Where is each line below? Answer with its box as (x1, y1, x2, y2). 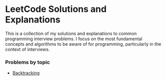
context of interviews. (5, 46, 50, 52)
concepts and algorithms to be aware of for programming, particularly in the (5, 41, 162, 47)
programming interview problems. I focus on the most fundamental (5, 36, 143, 42)
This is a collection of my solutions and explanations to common (5, 30, 137, 36)
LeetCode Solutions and (5, 3, 107, 15)
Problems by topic (5, 59, 50, 66)
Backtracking (12, 70, 40, 76)
